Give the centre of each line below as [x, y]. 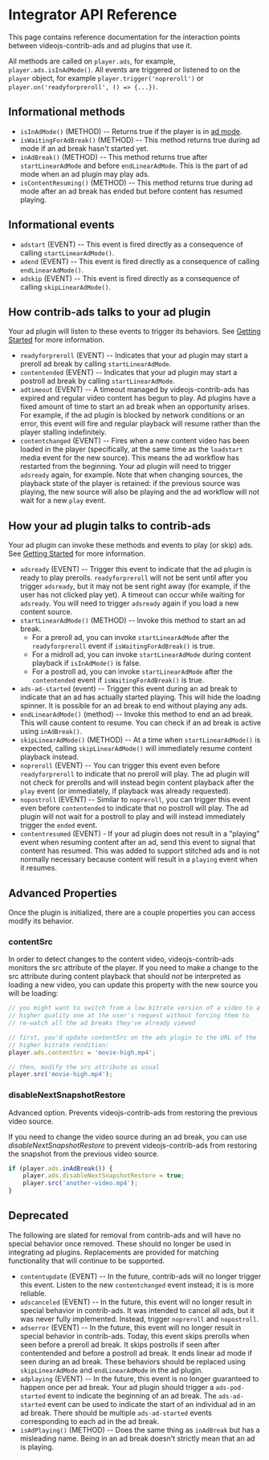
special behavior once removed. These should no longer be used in [120, 1243]
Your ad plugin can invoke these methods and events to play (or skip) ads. [131, 545]
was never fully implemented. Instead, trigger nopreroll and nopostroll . [139, 1319]
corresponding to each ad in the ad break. [90, 1421]
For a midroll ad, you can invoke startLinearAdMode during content [141, 655]
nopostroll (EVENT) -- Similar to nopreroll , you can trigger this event [135, 800]
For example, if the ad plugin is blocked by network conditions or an [132, 415]
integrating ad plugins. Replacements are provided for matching [114, 1252]
